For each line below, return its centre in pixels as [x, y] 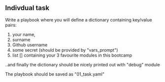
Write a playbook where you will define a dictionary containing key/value [79, 20]
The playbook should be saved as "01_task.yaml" [55, 74]
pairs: [11, 25]
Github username [30, 45]
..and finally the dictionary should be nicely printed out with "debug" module [82, 64]
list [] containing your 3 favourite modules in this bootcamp [72, 55]
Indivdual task [27, 8]
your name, [24, 34]
